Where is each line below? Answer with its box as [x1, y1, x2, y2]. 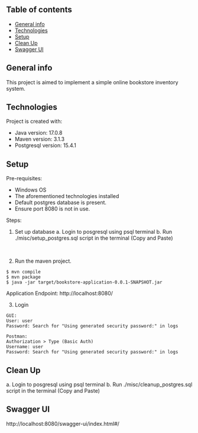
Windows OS [14, 186, 47, 193]
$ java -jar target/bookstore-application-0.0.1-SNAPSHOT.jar [6, 279, 163, 285]
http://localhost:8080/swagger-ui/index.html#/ [6, 420, 120, 427]
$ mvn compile [6, 269, 41, 275]
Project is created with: [6, 118, 63, 125]
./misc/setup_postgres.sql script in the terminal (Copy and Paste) [14, 234, 173, 242]
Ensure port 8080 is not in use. [14, 205, 90, 212]
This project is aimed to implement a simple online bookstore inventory [6, 78, 178, 85]
